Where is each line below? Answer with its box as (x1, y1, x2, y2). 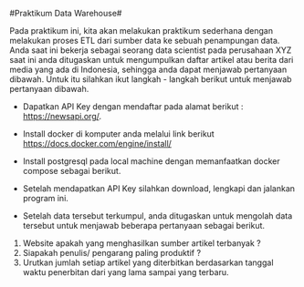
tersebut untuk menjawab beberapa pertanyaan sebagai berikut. (22, 220, 266, 231)
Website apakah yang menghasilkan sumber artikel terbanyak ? (22, 238, 262, 249)
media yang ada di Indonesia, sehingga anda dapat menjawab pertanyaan (9, 64, 288, 75)
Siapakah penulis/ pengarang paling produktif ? (22, 248, 202, 258)
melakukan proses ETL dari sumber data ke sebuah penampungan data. (9, 36, 280, 46)
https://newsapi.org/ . (22, 111, 102, 121)
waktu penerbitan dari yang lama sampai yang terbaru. (22, 267, 229, 277)
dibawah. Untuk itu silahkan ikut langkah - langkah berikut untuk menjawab (9, 74, 292, 85)
